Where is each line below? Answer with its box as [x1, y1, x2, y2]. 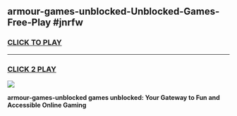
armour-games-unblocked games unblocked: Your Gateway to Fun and [7, 93, 220, 101]
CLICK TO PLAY [7, 38, 62, 48]
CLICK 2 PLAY [7, 64, 56, 74]
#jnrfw [52, 17, 83, 29]
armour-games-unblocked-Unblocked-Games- [7, 6, 220, 18]
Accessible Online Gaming [7, 101, 87, 109]
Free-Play [7, 17, 51, 29]
